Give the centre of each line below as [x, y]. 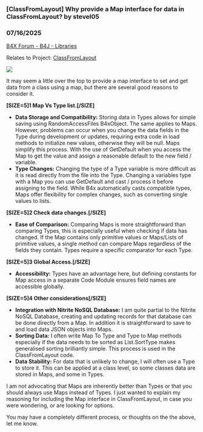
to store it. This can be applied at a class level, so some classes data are [105, 368]
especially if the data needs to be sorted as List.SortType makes [95, 342]
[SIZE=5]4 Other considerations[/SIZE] [56, 298]
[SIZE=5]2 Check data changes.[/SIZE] [56, 213]
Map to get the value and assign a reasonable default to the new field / [103, 156]
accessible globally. [40, 287]
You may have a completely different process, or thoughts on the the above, [101, 417]
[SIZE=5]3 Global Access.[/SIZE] [48, 262]
